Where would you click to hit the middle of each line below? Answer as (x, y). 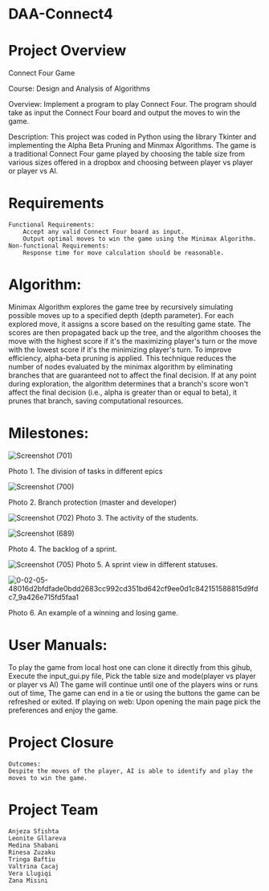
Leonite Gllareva (37, 838)
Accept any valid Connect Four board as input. (104, 232)
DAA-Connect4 (61, 14)
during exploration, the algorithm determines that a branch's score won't (128, 384)
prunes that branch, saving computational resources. (96, 401)
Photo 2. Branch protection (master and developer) (93, 502)
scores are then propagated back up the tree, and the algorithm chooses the (135, 333)
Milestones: (49, 433)
